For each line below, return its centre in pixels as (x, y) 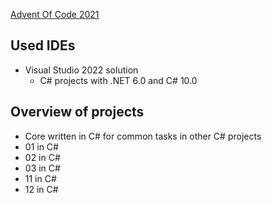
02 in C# (42, 157)
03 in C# (42, 168)
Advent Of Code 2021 (55, 14)
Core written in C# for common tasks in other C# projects (143, 136)
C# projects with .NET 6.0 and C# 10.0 (118, 80)
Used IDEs (43, 45)
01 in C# (41, 146)
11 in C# (40, 178)
